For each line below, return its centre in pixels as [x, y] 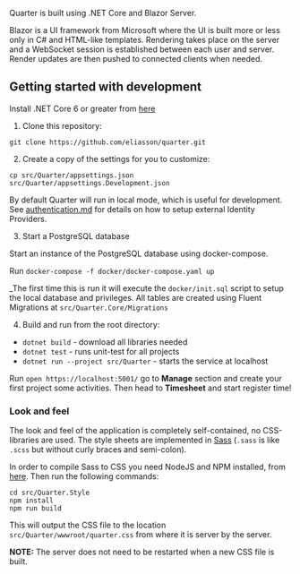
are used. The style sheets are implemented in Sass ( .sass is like [160, 440]
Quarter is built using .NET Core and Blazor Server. [103, 13]
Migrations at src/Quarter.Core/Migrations [89, 307]
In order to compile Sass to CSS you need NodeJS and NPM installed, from [148, 467]
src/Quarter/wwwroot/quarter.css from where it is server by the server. [141, 535]
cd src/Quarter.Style [50, 493]
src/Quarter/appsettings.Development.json [90, 183]
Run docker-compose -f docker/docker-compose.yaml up [112, 270]
